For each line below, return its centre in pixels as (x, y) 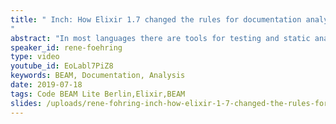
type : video (35, 57)
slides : (26, 103)
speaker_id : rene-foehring (66, 47)
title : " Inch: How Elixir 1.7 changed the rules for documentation (156, 19)
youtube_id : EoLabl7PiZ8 (62, 66)
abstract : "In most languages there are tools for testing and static (160, 38)
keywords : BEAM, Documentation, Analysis (98, 76)
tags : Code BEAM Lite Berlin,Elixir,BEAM (98, 94)
